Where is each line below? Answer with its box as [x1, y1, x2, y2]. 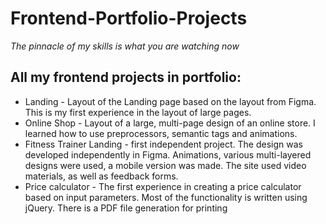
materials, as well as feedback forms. [24, 170, 179, 182]
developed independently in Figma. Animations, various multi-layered [24, 148, 312, 161]
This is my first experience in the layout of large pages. [24, 106, 252, 118]
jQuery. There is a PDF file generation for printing [24, 202, 228, 214]
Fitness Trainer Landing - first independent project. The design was [24, 138, 303, 150]
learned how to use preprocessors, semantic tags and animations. [24, 127, 298, 139]
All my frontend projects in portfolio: [10, 69, 242, 86]
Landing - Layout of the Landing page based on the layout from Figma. [24, 95, 317, 107]
